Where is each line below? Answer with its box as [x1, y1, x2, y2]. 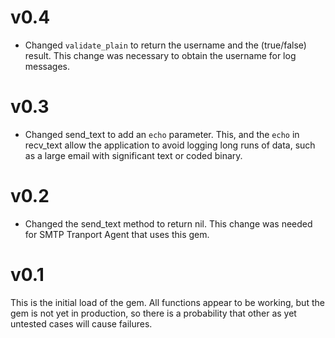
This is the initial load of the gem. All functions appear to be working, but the [10, 296, 325, 308]
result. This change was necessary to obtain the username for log [24, 49, 297, 61]
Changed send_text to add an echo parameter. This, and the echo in [24, 128, 300, 140]
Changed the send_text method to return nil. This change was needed [24, 217, 313, 230]
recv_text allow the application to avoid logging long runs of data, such [24, 139, 316, 151]
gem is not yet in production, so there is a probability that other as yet [10, 307, 297, 319]
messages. [24, 60, 71, 72]
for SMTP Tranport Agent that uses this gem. [24, 228, 210, 240]
